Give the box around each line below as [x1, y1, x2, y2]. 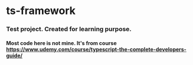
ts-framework [6, 4, 76, 18]
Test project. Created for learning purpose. [6, 25, 132, 33]
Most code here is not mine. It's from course [6, 39, 117, 46]
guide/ [6, 52, 22, 59]
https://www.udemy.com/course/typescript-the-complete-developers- [6, 46, 187, 53]
